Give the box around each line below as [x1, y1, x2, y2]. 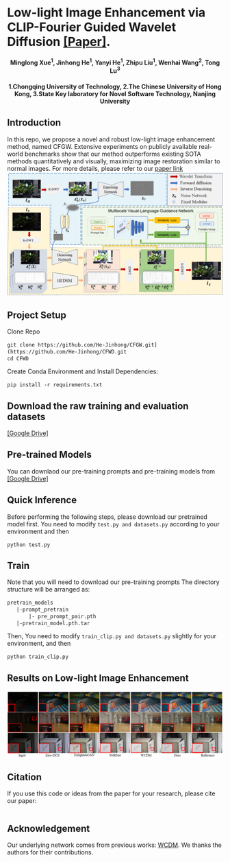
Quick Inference [7, 494, 77, 506]
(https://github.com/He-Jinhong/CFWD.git [7, 349, 127, 356]
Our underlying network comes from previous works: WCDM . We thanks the [7, 841, 222, 849]
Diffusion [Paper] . [7, 34, 111, 49]
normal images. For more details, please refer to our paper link [7, 164, 183, 172]
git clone [7, 342, 36, 349]
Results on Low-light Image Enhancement [7, 672, 190, 684]
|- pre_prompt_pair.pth [28, 613, 97, 620]
